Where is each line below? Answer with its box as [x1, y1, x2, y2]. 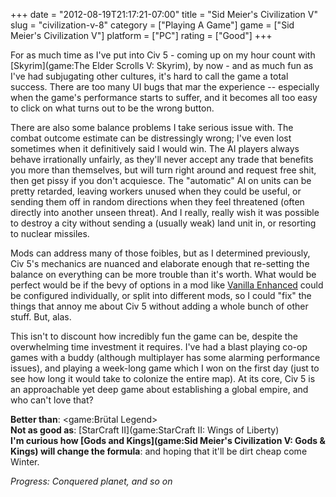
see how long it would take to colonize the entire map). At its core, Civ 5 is [10, 373, 316, 384]
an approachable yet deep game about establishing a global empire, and [10, 384, 309, 395]
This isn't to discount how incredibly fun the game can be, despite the [10, 330, 298, 342]
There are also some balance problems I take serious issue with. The [10, 122, 294, 133]
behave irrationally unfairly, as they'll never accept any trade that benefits [10, 154, 314, 165]
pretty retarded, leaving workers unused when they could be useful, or [10, 185, 302, 197]
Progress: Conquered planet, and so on [10, 475, 173, 487]
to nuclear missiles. [10, 228, 90, 239]
